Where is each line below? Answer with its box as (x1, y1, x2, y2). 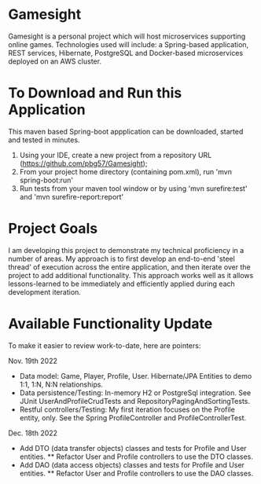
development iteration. (8, 287, 81, 296)
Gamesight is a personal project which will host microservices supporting (8, 31, 246, 41)
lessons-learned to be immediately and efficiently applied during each (8, 279, 236, 288)
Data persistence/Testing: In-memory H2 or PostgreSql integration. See (19, 387, 252, 398)
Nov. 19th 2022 (8, 356, 57, 365)
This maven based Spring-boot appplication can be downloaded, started (8, 126, 244, 136)
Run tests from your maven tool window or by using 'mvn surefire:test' (19, 183, 248, 193)
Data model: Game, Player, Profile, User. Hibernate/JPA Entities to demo (19, 371, 252, 380)
